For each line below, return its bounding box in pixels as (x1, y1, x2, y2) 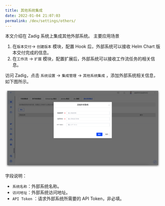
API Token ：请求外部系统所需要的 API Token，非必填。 (12, 196, 125, 202)
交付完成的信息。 (16, 50, 52, 56)
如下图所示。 (5, 79, 31, 85)
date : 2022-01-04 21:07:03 (5, 13, 61, 18)
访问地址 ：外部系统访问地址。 (12, 190, 70, 196)
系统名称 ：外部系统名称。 (12, 183, 62, 189)
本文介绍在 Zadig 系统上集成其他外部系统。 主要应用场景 (5, 33, 120, 39)
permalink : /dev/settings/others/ (5, 18, 76, 23)
